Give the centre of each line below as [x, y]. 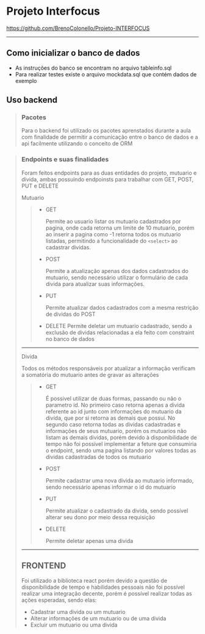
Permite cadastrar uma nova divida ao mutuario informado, [120, 480]
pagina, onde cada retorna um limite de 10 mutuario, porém [120, 228]
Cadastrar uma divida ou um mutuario [78, 611]
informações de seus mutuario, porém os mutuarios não [116, 431]
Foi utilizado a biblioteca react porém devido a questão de [94, 580]
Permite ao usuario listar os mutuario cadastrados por [113, 221]
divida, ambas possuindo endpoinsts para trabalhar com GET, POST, [107, 179]
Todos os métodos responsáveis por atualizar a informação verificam [108, 368]
